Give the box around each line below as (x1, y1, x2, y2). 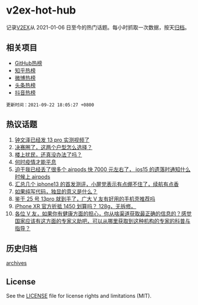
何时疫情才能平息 (14, 158, 57, 165)
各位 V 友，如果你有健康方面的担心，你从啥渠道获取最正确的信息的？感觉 (14, 210, 192, 217)
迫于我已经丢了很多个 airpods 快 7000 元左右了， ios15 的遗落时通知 (14, 166, 181, 173)
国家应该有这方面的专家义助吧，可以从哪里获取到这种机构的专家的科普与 (14, 217, 190, 224)
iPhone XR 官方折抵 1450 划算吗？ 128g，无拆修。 (14, 202, 137, 209)
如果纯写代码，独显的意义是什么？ (14, 188, 98, 195)
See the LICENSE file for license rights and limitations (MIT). (6, 293, 152, 300)
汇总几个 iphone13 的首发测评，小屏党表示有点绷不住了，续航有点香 (14, 181, 179, 188)
